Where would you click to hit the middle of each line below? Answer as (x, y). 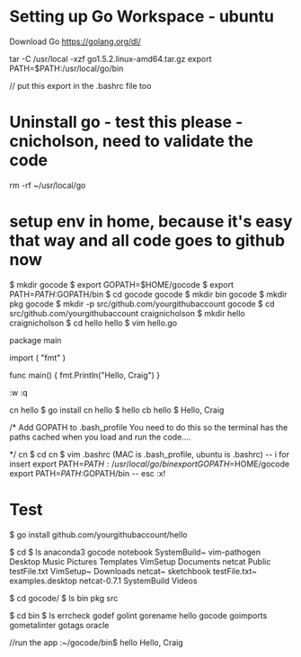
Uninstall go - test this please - (126, 122)
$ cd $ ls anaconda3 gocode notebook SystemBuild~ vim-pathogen (135, 552)
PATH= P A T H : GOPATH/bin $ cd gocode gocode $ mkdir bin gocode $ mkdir (148, 294)
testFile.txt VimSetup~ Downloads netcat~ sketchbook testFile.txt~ (133, 571)
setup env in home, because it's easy (151, 222)
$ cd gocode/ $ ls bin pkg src (64, 598)
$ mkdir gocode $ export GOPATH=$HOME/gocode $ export (122, 284)
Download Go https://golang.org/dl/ (75, 41)
